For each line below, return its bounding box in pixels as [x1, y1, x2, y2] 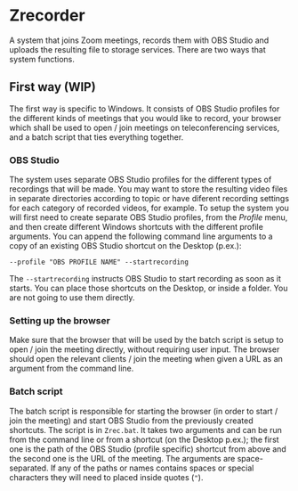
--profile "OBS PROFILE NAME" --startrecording [9, 258, 189, 267]
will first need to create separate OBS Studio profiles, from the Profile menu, [9, 212, 288, 223]
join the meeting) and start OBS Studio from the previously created [9, 415, 254, 426]
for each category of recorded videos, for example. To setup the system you [9, 202, 289, 214]
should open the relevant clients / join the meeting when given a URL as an [9, 354, 283, 364]
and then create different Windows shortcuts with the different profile [9, 222, 264, 233]
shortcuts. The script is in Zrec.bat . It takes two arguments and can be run [9, 424, 283, 435]
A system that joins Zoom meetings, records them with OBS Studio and [9, 35, 270, 45]
